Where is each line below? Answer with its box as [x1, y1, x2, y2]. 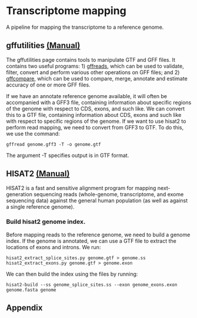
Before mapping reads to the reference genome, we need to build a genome [6, 231, 191, 238]
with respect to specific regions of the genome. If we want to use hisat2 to [6, 118, 186, 125]
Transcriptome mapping [6, 4, 126, 18]
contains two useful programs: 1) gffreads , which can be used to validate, [6, 62, 184, 69]
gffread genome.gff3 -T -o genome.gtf [6, 141, 101, 148]
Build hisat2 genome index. [6, 217, 86, 226]
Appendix [6, 303, 43, 313]
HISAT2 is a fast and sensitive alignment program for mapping [6, 184, 156, 192]
